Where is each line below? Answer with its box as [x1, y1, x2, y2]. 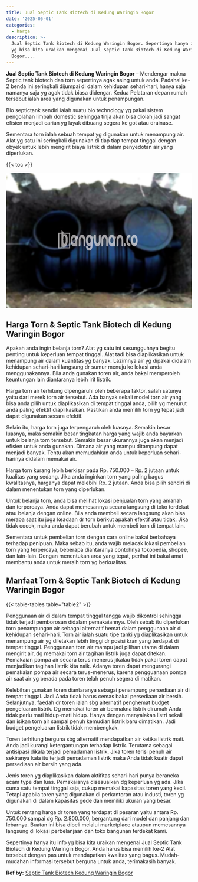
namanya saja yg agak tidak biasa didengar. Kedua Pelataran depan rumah [6, 89, 187, 96]
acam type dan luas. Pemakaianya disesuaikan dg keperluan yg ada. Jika [6, 778, 184, 785]
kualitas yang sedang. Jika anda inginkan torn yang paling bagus [6, 473, 164, 480]
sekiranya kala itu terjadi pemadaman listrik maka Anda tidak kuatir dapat [6, 754, 184, 761]
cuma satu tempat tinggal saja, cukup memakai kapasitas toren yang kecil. [6, 785, 187, 792]
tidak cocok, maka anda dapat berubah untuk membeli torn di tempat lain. [6, 522, 186, 529]
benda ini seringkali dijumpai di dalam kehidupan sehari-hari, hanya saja [11, 83, 186, 90]
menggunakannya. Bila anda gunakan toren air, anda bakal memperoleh [6, 370, 180, 377]
